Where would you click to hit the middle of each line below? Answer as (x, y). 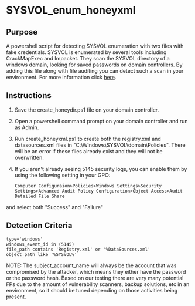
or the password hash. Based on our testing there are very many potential (95, 278)
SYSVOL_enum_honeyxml (71, 10)
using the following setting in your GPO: (62, 175)
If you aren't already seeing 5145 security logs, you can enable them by (101, 169)
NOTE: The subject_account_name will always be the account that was (91, 265)
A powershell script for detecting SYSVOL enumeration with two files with (95, 46)
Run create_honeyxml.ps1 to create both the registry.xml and (88, 139)
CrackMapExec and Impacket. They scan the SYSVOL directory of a (88, 58)
